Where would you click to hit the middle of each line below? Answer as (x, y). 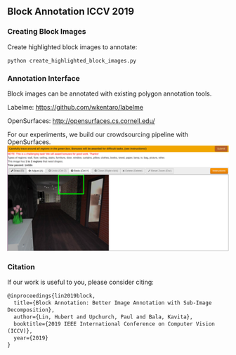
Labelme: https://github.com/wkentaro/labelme (76, 107)
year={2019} (31, 338)
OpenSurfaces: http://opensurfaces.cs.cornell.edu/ (81, 121)
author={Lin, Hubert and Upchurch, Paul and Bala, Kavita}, (103, 317)
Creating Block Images (47, 32)
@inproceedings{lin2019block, (52, 296)
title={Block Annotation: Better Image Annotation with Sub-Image (113, 303)
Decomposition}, (31, 310)
